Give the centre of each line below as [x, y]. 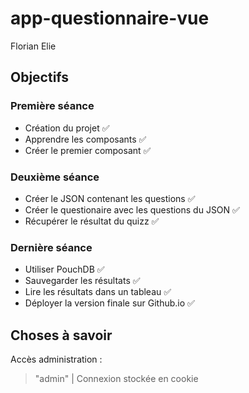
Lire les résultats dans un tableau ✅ [98, 292]
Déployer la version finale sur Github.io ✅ [109, 303]
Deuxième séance [55, 177]
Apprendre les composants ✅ [85, 139]
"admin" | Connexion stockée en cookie [116, 379]
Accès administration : [56, 359]
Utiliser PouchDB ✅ [64, 269]
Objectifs [40, 77]
